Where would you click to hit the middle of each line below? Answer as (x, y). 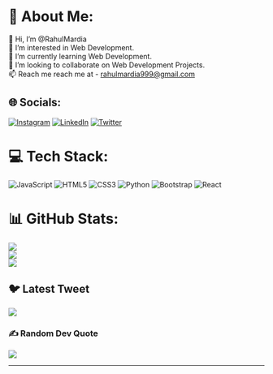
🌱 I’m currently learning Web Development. (80, 56)
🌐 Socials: (35, 103)
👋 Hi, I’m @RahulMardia (48, 39)
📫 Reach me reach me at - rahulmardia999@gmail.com (102, 74)
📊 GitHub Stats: (64, 219)
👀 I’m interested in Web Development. (71, 47)
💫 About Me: (51, 17)
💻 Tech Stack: (58, 156)
